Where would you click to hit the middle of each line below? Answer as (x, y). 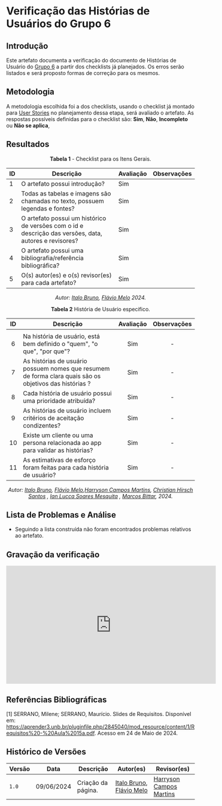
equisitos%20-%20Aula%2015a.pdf (50, 733)
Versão (20, 769)
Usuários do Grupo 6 (59, 24)
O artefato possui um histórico (64, 218)
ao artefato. (29, 536)
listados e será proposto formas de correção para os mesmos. (83, 73)
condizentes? (42, 425)
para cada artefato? (49, 282)
